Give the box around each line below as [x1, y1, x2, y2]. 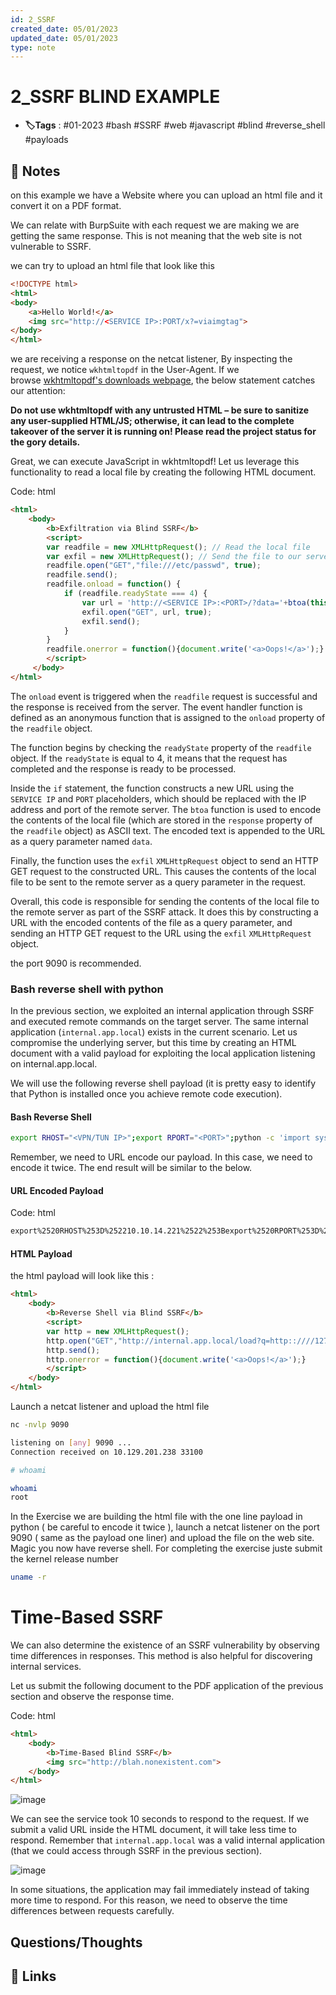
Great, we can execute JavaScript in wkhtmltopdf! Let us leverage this [10, 456, 300, 468]
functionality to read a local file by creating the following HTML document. [10, 466, 317, 478]
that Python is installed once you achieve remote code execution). [10, 1088, 283, 1100]
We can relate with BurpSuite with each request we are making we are [10, 219, 300, 231]
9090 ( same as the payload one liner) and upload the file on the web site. [10, 1532, 315, 1544]
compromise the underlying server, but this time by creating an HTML [10, 1037, 297, 1049]
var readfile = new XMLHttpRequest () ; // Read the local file [46, 542, 311, 552]
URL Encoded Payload [10, 1184, 104, 1196]
